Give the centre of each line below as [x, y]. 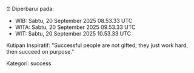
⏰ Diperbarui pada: [30, 9]
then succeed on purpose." [40, 52]
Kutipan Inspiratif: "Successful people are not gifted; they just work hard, [97, 45]
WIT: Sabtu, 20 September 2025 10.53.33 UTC [73, 33]
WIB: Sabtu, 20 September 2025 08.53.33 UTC [74, 21]
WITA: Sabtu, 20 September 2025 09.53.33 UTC [75, 27]
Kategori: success [29, 63]
